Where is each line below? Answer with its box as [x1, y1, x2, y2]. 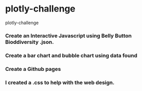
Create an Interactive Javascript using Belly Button [5, 32, 132, 39]
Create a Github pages [5, 65, 61, 72]
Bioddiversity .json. [5, 38, 54, 45]
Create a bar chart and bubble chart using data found [5, 52, 137, 59]
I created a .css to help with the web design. [5, 79, 114, 86]
